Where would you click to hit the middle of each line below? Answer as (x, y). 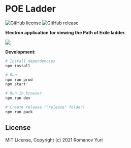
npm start (16, 84)
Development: (21, 52)
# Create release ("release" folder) (45, 107)
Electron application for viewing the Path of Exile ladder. (65, 32)
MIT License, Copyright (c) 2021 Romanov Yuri (54, 140)
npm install (18, 66)
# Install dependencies (30, 61)
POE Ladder (30, 9)
